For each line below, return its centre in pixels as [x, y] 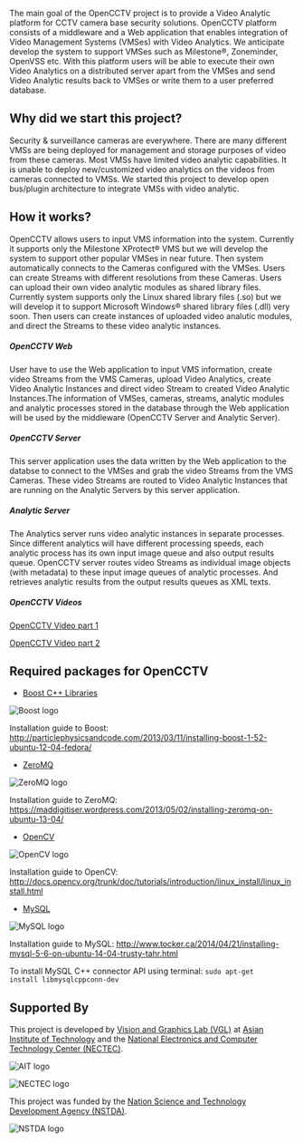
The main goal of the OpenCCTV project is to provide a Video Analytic [140, 13]
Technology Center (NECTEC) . [66, 1049]
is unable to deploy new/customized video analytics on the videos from [142, 169]
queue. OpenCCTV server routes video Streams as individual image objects [150, 562]
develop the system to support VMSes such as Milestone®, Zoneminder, [144, 52]
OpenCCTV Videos [46, 603]
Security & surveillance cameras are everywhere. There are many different [148, 140]
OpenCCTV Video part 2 [55, 643]
